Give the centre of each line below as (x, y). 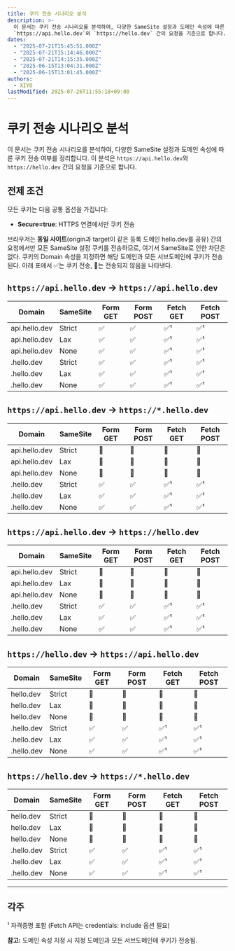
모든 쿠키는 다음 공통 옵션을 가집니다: (58, 209)
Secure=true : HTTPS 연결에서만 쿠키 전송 (76, 224)
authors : (20, 79)
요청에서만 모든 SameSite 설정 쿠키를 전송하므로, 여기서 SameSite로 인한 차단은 (116, 248)
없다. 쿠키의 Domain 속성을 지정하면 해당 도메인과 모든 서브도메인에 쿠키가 (109, 256)
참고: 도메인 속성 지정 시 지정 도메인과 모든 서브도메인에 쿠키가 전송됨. (102, 940)
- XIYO (23, 85)
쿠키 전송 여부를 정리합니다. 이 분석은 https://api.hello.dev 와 (101, 158)
